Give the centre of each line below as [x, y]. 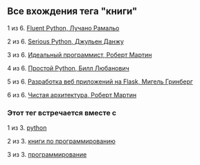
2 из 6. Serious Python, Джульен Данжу [66, 41]
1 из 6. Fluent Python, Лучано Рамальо [63, 28]
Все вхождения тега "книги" [72, 11]
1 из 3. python [27, 128]
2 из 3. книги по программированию [62, 142]
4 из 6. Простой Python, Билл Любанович [68, 68]
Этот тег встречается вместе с [62, 113]
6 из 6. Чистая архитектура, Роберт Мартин [72, 95]
